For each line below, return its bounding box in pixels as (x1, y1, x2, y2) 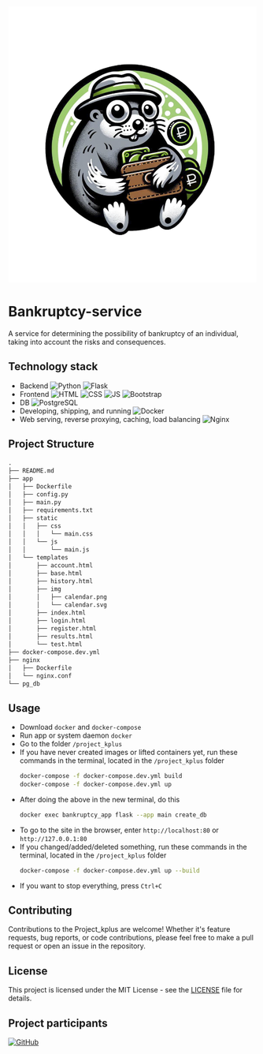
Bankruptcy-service (8, 302, 143, 320)
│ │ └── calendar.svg (8, 601, 108, 609)
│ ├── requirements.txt (8, 506, 93, 514)
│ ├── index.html (8, 609, 87, 617)
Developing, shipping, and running (19, 406, 131, 416)
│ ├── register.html (8, 625, 97, 633)
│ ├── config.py (8, 491, 69, 499)
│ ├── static (8, 514, 58, 522)
